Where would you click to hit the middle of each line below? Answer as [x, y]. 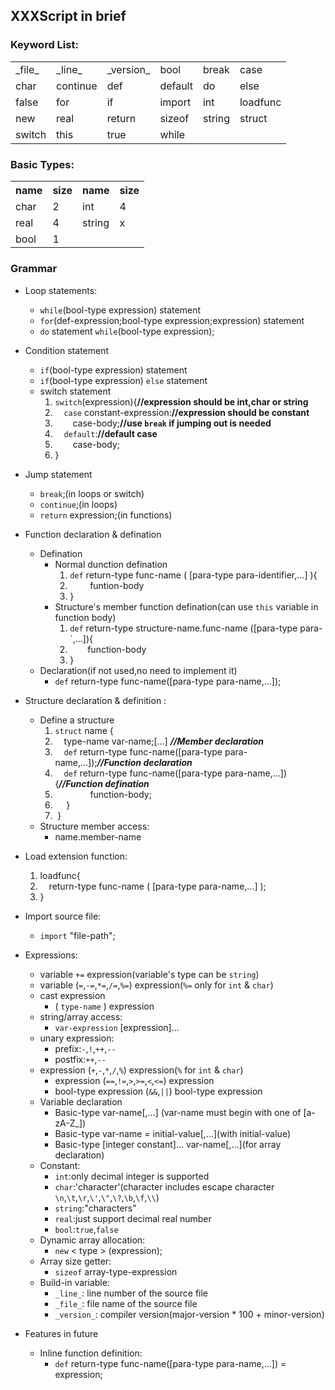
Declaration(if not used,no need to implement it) [138, 670]
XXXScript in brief [68, 16]
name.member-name [98, 836]
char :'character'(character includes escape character [164, 1186]
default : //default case [110, 433]
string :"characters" [95, 1208]
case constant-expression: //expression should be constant [186, 412]
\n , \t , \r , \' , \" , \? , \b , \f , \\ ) [107, 1197]
